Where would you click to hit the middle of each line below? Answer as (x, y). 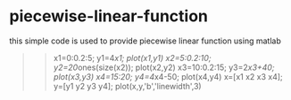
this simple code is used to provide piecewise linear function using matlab (145, 41)
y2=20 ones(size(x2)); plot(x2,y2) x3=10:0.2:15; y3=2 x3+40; (164, 67)
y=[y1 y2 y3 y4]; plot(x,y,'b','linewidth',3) (128, 86)
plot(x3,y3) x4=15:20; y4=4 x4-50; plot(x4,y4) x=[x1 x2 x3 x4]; (168, 76)
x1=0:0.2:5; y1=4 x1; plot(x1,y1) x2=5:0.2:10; (132, 58)
